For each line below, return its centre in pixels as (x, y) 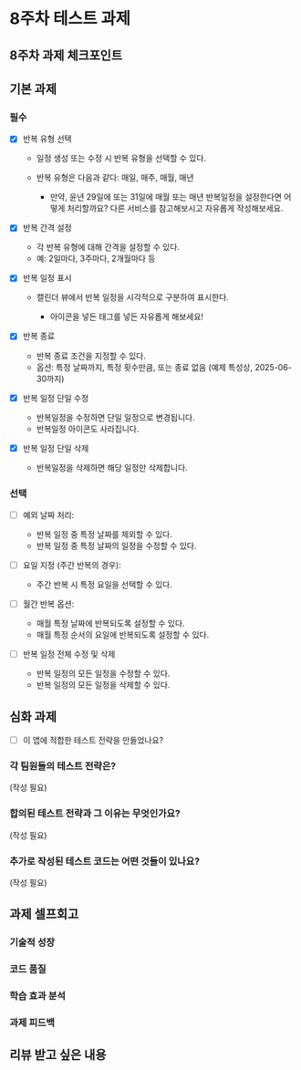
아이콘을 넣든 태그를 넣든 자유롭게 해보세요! (126, 317)
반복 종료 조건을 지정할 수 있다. (91, 356)
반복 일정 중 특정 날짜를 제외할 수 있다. (104, 534)
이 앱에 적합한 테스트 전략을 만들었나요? (93, 740)
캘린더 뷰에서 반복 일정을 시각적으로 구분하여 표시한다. (133, 297)
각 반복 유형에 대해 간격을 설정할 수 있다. (108, 247)
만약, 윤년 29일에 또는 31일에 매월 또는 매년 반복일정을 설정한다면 (166, 197)
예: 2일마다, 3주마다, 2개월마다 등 (96, 259)
